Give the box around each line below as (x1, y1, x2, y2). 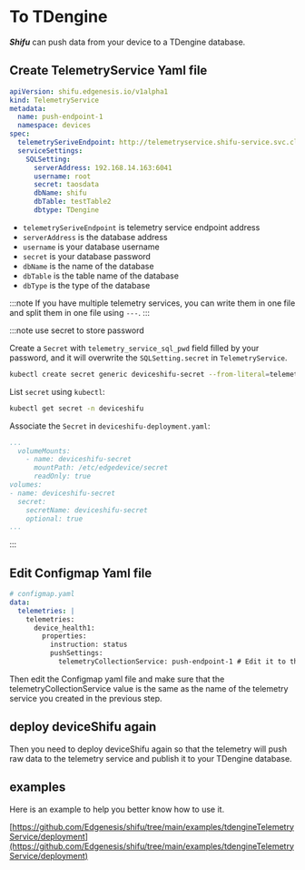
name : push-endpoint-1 (17, 112, 103, 122)
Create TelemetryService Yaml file (9, 63, 208, 78)
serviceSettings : (17, 146, 84, 156)
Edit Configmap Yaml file (9, 565, 152, 581)
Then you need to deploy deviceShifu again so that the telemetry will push (9, 744, 288, 754)
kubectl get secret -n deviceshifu (9, 403, 144, 413)
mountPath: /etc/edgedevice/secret (33, 463, 169, 472)
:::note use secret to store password (9, 325, 145, 336)
